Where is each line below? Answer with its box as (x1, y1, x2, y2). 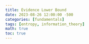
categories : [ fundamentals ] (5, 17, 65, 22)
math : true (5, 26, 28, 31)
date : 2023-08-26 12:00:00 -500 (5, 12, 73, 17)
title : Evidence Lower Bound (5, 7, 67, 13)
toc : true (5, 31, 26, 36)
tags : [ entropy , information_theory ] (5, 21, 85, 27)
